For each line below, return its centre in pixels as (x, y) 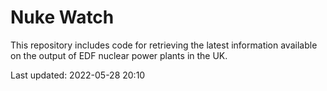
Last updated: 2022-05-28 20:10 (78, 75)
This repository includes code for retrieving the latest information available (164, 45)
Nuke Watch (62, 17)
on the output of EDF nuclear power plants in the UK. (119, 55)
